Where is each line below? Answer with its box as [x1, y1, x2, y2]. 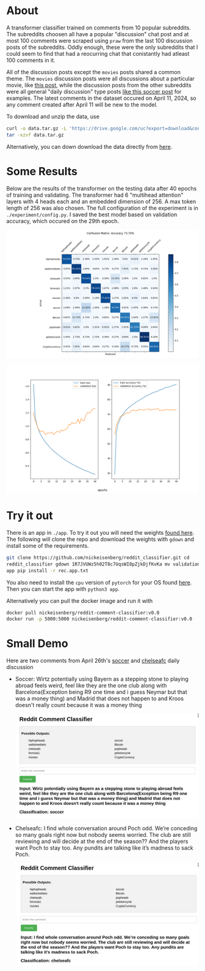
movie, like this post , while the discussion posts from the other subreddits [6, 81, 192, 89]
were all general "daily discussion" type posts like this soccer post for [6, 88, 182, 95]
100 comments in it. [6, 56, 56, 64]
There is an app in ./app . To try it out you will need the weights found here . [6, 529, 195, 536]
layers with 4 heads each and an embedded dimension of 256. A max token [6, 197, 196, 205]
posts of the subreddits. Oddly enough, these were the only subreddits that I [6, 43, 198, 51]
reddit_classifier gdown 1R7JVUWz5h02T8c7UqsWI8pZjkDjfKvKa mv [6, 561, 171, 567]
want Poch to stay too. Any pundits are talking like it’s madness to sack [15, 844, 193, 852]
